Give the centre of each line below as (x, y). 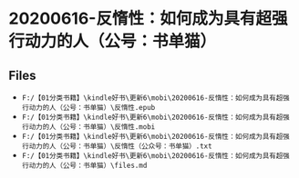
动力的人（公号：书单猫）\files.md (88, 165)
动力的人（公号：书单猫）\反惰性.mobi (92, 127)
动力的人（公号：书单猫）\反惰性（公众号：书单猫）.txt (120, 146)
